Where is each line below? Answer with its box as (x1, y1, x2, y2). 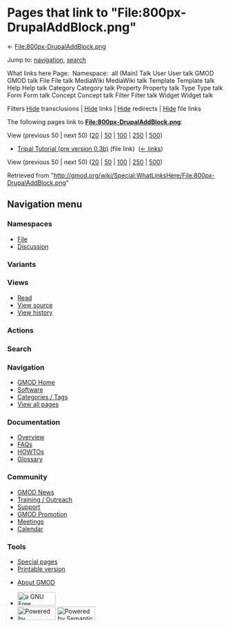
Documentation (7, 417, 61, 427)
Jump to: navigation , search (7, 55, 86, 63)
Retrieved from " (7, 171, 54, 179)
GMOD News (17, 488, 54, 496)
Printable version (17, 564, 65, 573)
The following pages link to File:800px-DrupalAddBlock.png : (7, 117, 183, 126)
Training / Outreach (17, 495, 73, 504)
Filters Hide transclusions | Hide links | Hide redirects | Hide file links (7, 104, 202, 112)
